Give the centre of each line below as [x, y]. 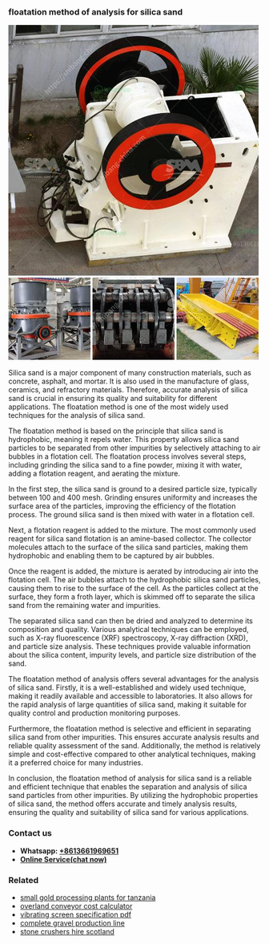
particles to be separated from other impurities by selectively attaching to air [134, 448]
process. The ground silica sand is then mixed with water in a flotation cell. [131, 515]
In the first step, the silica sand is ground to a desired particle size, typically [133, 489]
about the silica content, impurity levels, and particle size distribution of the [132, 655]
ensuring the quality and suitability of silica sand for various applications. [129, 812]
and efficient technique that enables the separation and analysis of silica [128, 787]
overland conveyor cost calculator [76, 906]
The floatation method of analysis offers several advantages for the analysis [134, 679]
